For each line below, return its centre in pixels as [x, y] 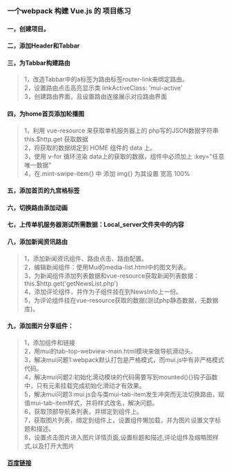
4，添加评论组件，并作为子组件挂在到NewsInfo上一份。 [103, 292]
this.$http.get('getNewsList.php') [71, 283]
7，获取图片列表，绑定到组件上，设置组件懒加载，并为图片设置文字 [119, 420]
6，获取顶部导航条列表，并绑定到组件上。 [83, 411]
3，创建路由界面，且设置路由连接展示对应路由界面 [96, 97]
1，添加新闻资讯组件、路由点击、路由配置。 [86, 258]
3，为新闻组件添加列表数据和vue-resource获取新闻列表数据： [112, 275]
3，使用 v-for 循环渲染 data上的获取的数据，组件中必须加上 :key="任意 [124, 156]
